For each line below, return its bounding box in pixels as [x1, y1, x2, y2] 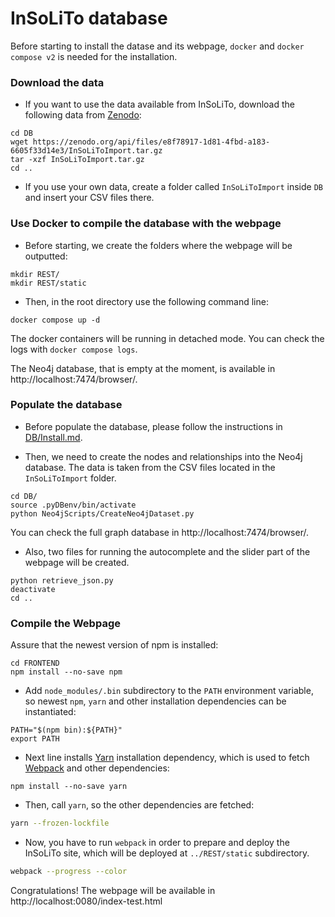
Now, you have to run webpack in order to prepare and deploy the [24, 837, 290, 848]
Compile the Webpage [10, 616, 121, 630]
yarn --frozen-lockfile [10, 818, 110, 829]
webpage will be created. [24, 556, 130, 568]
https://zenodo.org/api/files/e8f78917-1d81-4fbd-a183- [32, 137, 271, 147]
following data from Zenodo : [24, 109, 142, 121]
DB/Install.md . [24, 431, 83, 443]
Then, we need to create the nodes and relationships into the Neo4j [24, 450, 303, 462]
